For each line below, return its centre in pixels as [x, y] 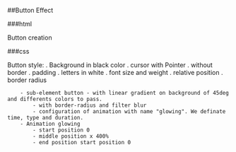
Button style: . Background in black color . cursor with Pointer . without [110, 65]
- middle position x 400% [71, 136]
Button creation [30, 37]
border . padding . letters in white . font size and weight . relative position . [115, 72]
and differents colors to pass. [55, 99]
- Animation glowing [50, 124]
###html [20, 24]
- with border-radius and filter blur [90, 105]
